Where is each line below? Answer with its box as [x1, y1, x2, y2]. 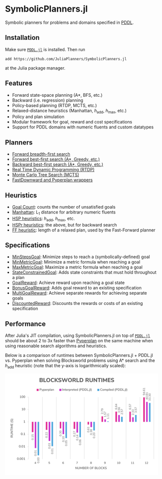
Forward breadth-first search [12, 151, 70, 157]
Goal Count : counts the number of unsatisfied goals [12, 204, 115, 210]
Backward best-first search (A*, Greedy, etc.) [12, 161, 103, 167]
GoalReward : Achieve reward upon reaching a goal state [12, 280, 125, 285]
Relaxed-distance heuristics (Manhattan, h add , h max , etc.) [12, 107, 127, 115]
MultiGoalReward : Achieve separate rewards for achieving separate [12, 290, 147, 296]
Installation [5, 34, 40, 42]
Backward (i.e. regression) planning [12, 97, 83, 103]
